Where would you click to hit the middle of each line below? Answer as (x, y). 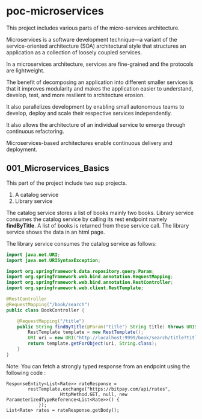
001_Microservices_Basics (58, 168)
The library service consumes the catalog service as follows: (82, 243)
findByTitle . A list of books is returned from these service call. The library (98, 225)
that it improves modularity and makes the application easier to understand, (100, 88)
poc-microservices (55, 11)
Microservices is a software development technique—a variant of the (92, 39)
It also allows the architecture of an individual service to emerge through (96, 124)
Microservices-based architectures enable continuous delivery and (89, 142)
